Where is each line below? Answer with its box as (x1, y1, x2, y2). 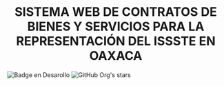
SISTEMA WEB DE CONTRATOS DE (14, 4, 217, 20)
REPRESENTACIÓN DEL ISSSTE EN (16, 34, 216, 49)
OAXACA (89, 48, 143, 64)
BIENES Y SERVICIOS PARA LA (27, 19, 205, 34)
